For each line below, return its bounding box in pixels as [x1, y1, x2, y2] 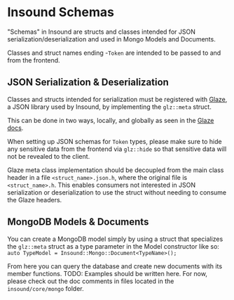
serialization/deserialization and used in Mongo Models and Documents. [7, 34, 216, 43]
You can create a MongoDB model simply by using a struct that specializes [7, 235, 223, 243]
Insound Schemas [7, 4, 114, 20]
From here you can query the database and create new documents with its [7, 261, 223, 270]
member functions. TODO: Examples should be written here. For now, [7, 269, 208, 278]
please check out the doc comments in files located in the [7, 277, 174, 285]
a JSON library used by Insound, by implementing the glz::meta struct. [7, 103, 212, 111]
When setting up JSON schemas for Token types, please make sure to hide [7, 137, 222, 145]
